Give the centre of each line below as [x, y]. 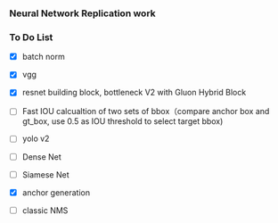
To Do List [31, 37]
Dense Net [42, 157]
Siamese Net [45, 174]
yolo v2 [36, 139]
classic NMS [45, 210]
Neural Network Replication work [82, 13]
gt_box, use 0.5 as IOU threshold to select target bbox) [123, 121]
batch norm [43, 57]
